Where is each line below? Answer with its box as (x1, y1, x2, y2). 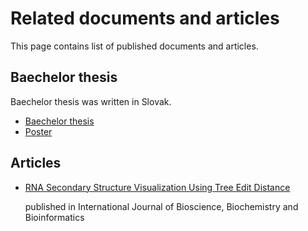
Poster (24, 125, 53, 137)
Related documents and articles (10, 7, 280, 30)
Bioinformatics (24, 211, 85, 223)
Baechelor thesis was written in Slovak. (10, 95, 172, 107)
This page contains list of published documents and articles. (10, 40, 259, 52)
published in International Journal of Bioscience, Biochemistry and (24, 200, 299, 212)
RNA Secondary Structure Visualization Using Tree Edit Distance (24, 181, 291, 193)
